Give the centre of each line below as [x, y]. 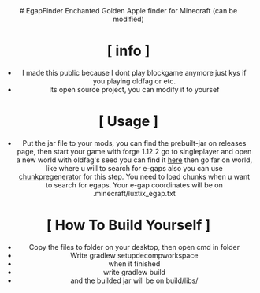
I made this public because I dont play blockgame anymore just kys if [134, 72]
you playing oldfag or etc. [134, 81]
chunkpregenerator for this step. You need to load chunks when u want [134, 176]
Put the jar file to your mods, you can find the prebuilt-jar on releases [134, 143]
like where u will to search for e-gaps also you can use [134, 168]
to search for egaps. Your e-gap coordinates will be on [134, 185]
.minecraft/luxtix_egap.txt [134, 193]
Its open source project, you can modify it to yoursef [134, 89]
